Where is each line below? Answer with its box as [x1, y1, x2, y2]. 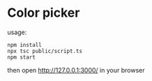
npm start [7, 54, 36, 61]
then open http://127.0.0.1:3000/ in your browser [7, 66, 145, 74]
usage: [7, 28, 27, 36]
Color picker [7, 5, 80, 21]
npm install [7, 41, 42, 48]
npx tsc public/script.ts [7, 47, 82, 54]
